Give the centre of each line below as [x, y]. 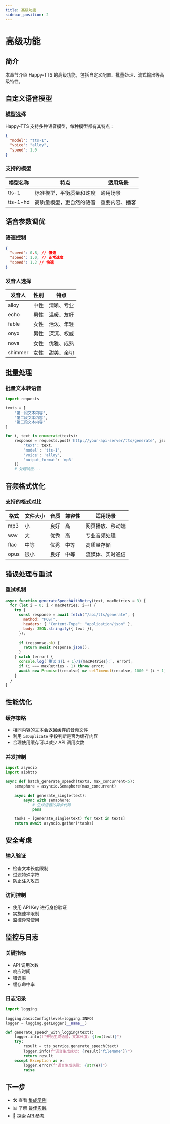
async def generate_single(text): [51, 795]
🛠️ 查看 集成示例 [29, 1100]
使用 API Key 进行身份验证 [40, 907]
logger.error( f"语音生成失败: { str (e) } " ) [65, 1065]
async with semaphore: [47, 800]
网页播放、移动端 [106, 526]
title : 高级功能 [21, 10]
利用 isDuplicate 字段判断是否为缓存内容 [55, 736]
